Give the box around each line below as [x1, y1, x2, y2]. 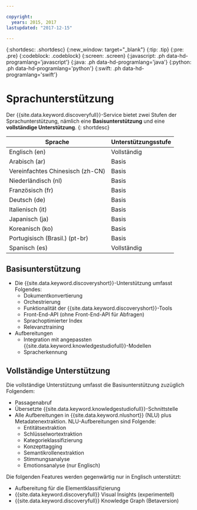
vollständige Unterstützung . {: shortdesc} [6, 124, 110, 131]
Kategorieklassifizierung [23, 436, 83, 443]
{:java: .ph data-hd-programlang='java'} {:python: [70, 58, 192, 66]
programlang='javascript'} [6, 58, 70, 66]
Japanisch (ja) [9, 215, 49, 223]
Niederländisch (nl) [9, 176, 63, 185]
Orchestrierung [23, 299, 61, 306]
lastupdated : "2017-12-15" [6, 25, 73, 31]
